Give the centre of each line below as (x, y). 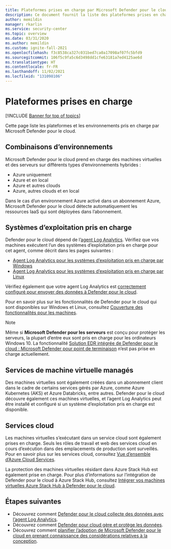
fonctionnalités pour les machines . (41, 313)
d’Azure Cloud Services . (31, 460)
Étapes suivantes (33, 502)
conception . (25, 541)
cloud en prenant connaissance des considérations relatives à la (80, 535)
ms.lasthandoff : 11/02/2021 (35, 72)
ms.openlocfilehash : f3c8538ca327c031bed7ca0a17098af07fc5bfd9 (74, 53)
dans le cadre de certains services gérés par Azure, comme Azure (75, 388)
